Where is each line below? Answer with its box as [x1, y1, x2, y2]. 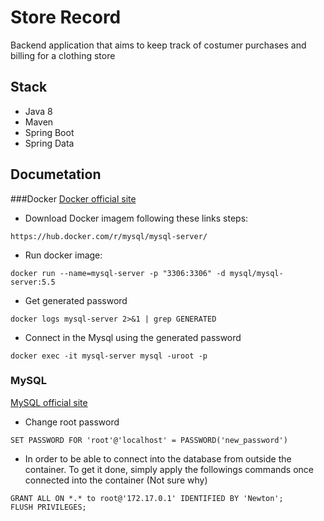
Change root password [24, 416, 120, 428]
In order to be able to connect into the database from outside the [24, 452, 292, 465]
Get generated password [24, 294, 128, 306]
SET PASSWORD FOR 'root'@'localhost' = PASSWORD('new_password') [10, 435, 288, 445]
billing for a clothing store [10, 49, 116, 61]
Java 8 [24, 105, 53, 117]
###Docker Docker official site [10, 192, 137, 205]
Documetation [10, 166, 102, 183]
